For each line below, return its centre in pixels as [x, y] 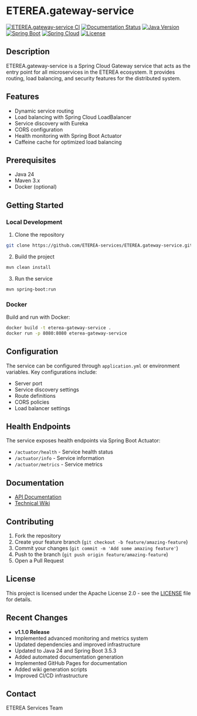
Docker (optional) [35, 187]
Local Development [34, 222]
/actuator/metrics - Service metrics [58, 465]
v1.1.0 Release [32, 632]
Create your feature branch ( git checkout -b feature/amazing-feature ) [101, 542]
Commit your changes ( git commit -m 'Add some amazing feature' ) [96, 548]
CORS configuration [39, 129]
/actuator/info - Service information [59, 458]
